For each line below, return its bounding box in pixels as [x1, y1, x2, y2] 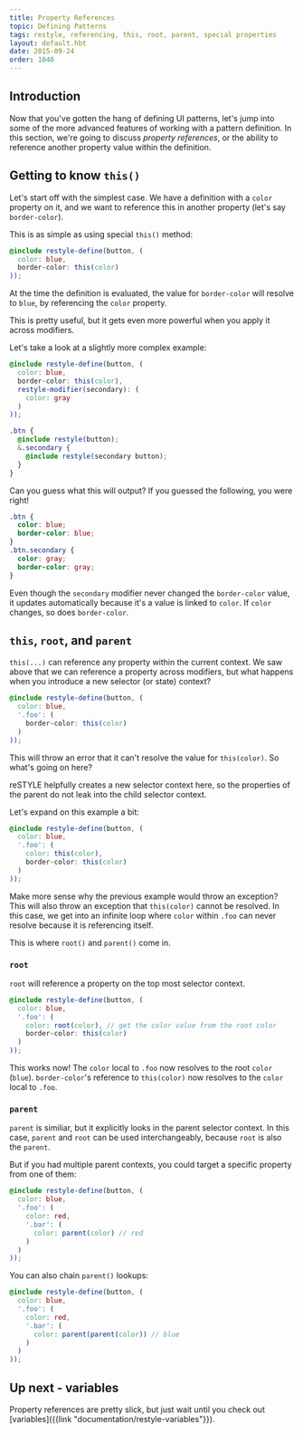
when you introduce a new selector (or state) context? [9, 676, 212, 687]
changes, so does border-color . [9, 607, 129, 617]
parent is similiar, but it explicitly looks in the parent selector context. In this [9, 1123, 289, 1133]
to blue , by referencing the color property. [9, 298, 167, 309]
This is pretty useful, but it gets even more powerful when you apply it [9, 315, 270, 326]
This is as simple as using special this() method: [9, 228, 193, 240]
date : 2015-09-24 [9, 47, 75, 56]
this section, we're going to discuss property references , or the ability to [9, 132, 279, 143]
